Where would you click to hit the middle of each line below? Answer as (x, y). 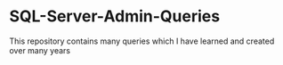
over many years (40, 50)
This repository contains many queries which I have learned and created (142, 41)
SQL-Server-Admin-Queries (115, 16)
